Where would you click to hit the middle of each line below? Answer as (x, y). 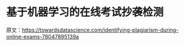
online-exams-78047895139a (43, 36)
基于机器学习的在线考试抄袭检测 (85, 12)
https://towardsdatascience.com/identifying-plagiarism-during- (100, 30)
